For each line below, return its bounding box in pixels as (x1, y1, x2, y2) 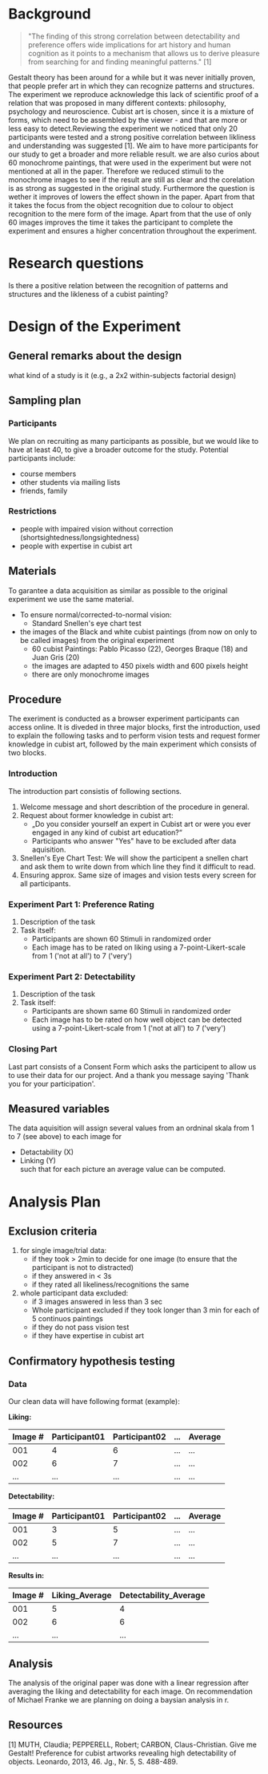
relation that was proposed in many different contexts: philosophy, (8, 98, 226, 108)
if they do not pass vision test (31, 1322, 130, 1333)
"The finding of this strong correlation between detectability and (27, 31, 240, 41)
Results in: (8, 1571, 45, 1581)
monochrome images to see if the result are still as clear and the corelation (8, 174, 254, 185)
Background (8, 5, 91, 23)
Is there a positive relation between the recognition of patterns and (8, 280, 229, 290)
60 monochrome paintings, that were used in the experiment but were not (8, 157, 252, 167)
